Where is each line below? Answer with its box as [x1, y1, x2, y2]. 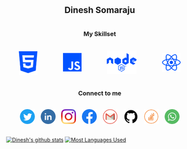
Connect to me [78, 89, 122, 97]
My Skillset [83, 30, 116, 38]
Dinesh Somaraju [64, 5, 135, 15]
